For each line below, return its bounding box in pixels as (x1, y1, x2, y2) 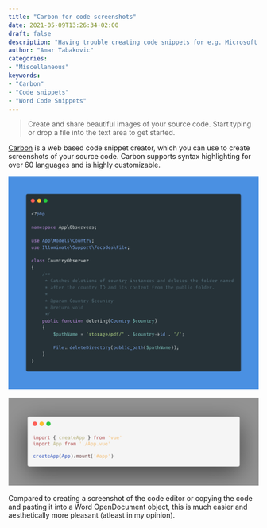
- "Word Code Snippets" (8, 96, 87, 105)
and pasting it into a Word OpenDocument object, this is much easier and (8, 502, 248, 511)
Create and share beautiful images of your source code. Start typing (27, 119, 252, 129)
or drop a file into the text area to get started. (27, 128, 176, 138)
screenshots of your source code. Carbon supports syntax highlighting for (8, 152, 252, 161)
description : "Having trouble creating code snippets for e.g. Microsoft (8, 38, 258, 46)
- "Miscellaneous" (8, 64, 69, 72)
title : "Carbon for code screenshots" (8, 13, 137, 21)
